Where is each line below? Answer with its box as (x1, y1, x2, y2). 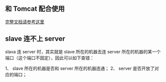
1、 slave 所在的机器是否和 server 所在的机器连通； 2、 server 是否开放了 (5, 65, 155, 71)
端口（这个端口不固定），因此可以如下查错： (5, 55, 94, 61)
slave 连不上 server (5, 35, 65, 43)
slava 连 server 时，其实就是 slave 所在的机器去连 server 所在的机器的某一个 (5, 48, 161, 54)
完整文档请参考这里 (5, 19, 45, 25)
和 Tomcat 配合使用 (5, 4, 65, 13)
